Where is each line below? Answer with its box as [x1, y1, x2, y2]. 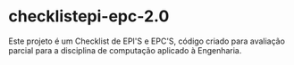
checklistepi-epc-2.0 [8, 6, 170, 27]
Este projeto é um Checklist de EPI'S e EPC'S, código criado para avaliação [8, 36, 285, 46]
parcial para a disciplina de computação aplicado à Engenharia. [8, 45, 242, 55]
